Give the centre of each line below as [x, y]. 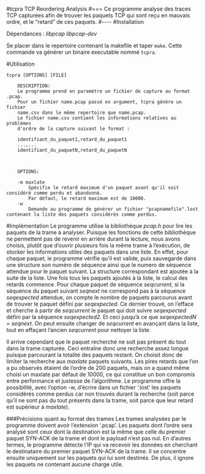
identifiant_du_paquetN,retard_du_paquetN [72, 150]
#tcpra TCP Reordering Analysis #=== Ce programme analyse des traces [99, 9]
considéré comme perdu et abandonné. [54, 193]
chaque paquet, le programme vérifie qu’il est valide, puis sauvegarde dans [102, 258]
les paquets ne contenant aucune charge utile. [65, 464]
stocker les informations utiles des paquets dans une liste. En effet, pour [97, 252]
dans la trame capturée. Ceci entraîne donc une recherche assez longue [97, 348]
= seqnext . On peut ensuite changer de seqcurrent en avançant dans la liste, [103, 323]
